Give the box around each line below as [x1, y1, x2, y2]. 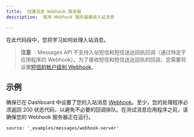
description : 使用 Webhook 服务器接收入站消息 [6, 14, 115, 20]
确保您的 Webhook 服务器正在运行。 [6, 113, 94, 121]
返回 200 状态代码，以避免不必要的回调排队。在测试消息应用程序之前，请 [11, 106, 189, 113]
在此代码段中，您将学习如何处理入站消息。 [6, 36, 109, 43]
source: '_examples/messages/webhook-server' [6, 125, 119, 131]
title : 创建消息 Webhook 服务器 [6, 8, 81, 15]
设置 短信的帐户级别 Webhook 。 [20, 63, 97, 71]
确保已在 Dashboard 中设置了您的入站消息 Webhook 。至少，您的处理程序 [6, 99, 183, 106]
